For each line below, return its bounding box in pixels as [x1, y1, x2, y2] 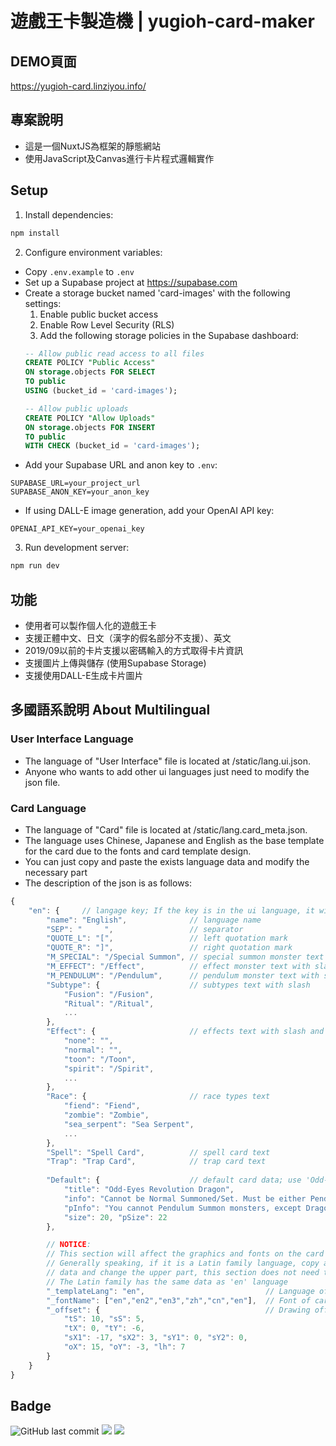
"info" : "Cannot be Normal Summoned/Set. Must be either [63, 1193, 307, 1204]
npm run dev [10, 561, 60, 571]
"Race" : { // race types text [46, 1092, 271, 1102]
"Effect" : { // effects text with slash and [46, 1027, 325, 1037]
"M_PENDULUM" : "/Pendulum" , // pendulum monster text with [46, 970, 320, 981]
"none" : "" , [63, 1036, 114, 1046]
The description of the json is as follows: [24, 877, 193, 889]
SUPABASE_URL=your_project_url [10, 478, 141, 489]
